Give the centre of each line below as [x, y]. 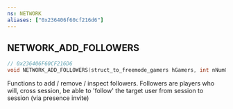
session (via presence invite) [48, 98]
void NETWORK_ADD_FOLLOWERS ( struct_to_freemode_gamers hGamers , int [108, 70]
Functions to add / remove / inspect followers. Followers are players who [111, 83]
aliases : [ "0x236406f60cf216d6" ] [55, 20]
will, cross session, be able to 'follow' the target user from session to [105, 91]
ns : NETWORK [24, 13]
